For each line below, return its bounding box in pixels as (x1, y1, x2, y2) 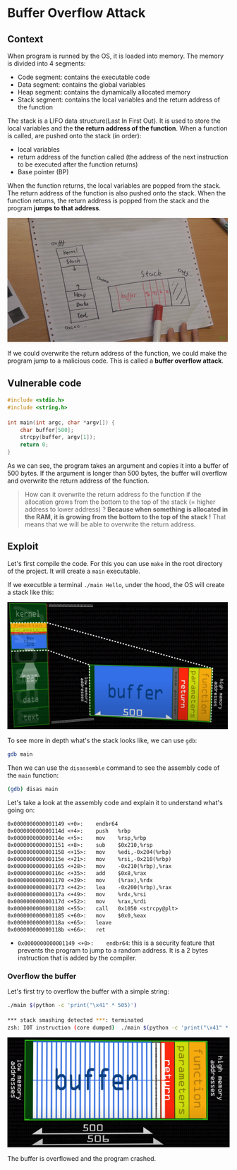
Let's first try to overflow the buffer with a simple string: (7, 987, 169, 996)
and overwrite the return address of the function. (7, 476, 150, 485)
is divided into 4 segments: (7, 59, 86, 68)
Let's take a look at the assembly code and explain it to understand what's (7, 798, 224, 807)
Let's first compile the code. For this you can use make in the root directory (7, 559, 224, 567)
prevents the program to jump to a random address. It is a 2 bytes (17, 946, 209, 954)
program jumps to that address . (7, 204, 101, 212)
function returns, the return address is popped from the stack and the (7, 196, 209, 205)
